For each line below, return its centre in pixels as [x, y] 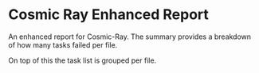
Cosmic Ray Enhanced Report [109, 15]
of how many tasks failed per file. [63, 44]
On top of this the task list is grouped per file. [82, 60]
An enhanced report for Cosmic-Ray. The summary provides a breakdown [130, 36]
